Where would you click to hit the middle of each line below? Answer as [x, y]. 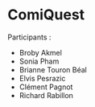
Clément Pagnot [46, 87]
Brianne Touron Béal [53, 69]
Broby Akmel [40, 52]
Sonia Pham [39, 61]
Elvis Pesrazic [42, 78]
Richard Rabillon [46, 95]
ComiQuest [46, 15]
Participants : [29, 37]
